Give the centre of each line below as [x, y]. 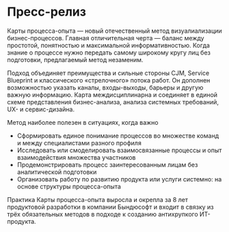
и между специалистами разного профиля [79, 143]
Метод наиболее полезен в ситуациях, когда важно [83, 122]
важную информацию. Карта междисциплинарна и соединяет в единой [112, 95]
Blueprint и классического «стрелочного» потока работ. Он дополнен [109, 80]
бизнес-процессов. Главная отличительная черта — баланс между [106, 38]
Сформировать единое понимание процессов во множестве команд [118, 135]
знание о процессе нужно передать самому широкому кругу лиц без [109, 53]
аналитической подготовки [57, 172]
